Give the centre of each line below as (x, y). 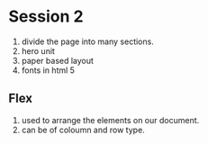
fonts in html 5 (48, 70)
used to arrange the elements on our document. (110, 120)
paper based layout (57, 60)
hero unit (38, 50)
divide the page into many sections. (87, 41)
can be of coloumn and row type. (83, 130)
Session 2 (46, 17)
